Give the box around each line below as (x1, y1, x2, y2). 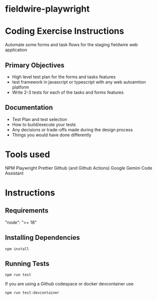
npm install (5, 247, 29, 251)
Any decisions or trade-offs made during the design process (12, 126, 133, 132)
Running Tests (5, 259, 49, 268)
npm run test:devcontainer (5, 290, 60, 295)
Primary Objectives (5, 61, 64, 69)
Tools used (5, 149, 50, 160)
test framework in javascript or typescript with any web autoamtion (12, 79, 146, 85)
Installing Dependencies (5, 233, 80, 242)
